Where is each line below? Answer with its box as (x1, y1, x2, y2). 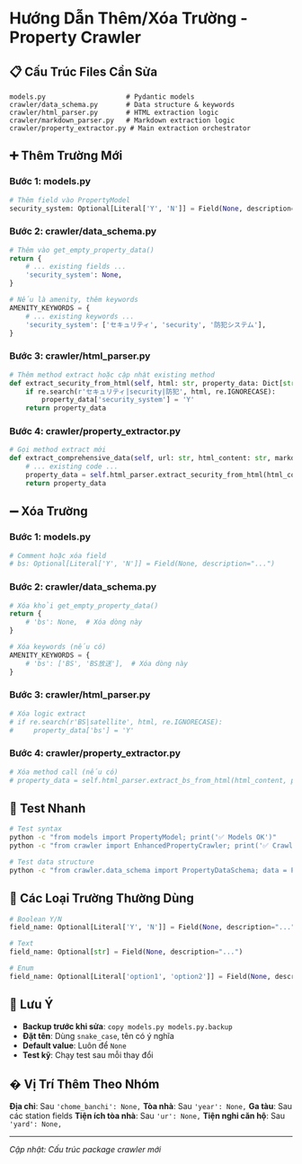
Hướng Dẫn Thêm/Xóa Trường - (9, 8, 249, 29)
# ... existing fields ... (25, 262, 127, 271)
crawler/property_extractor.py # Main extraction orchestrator (9, 124, 252, 133)
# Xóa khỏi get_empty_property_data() (9, 601, 159, 610)
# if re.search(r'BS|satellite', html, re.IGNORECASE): (9, 717, 223, 726)
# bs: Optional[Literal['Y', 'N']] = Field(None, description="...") (9, 559, 276, 569)
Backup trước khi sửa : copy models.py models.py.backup (22, 1020, 233, 1032)
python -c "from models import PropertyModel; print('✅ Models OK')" (9, 833, 277, 842)
